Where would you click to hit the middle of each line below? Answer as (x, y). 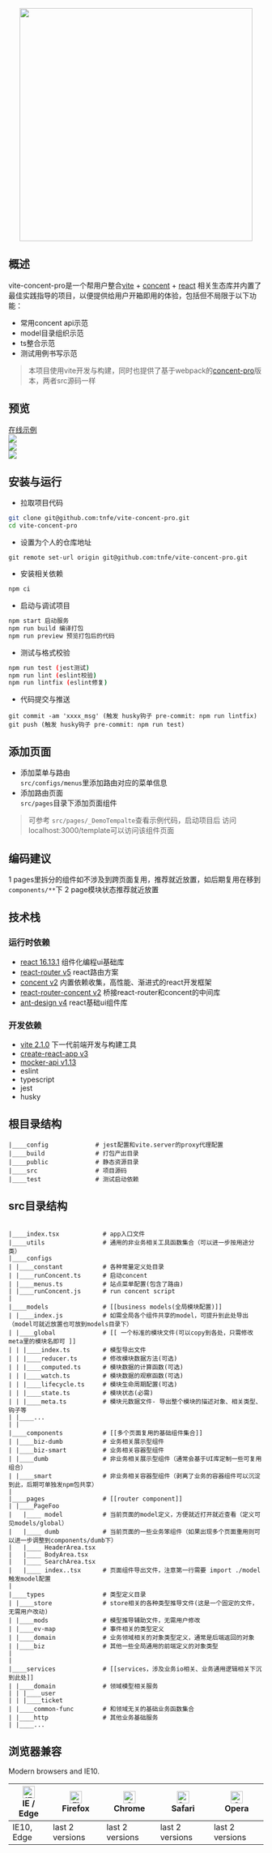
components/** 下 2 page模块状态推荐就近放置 (84, 889)
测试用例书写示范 (49, 353)
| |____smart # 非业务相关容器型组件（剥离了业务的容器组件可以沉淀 (134, 1476)
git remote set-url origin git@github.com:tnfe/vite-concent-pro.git (128, 558)
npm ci (19, 589)
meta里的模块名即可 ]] (42, 1341)
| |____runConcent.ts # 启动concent (78, 1275)
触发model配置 (30, 1579)
